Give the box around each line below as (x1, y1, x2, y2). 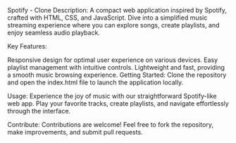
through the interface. (7, 107, 71, 115)
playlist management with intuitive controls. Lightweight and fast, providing (7, 63, 225, 71)
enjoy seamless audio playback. (7, 28, 101, 37)
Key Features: (7, 42, 47, 50)
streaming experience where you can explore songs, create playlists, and (7, 21, 220, 29)
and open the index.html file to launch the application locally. (7, 78, 184, 87)
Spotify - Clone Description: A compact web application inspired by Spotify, (7, 6, 228, 14)
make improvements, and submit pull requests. (7, 128, 143, 136)
